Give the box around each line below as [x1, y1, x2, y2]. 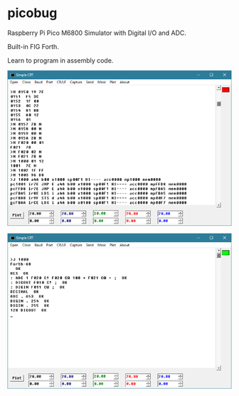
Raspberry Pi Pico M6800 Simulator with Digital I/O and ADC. [7, 28, 187, 37]
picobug [7, 5, 58, 21]
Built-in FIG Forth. [7, 42, 59, 51]
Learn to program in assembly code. [7, 56, 114, 65]
